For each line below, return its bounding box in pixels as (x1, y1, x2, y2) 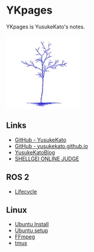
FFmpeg (14, 233, 35, 240)
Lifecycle (14, 188, 37, 195)
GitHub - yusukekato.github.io (14, 143, 89, 150)
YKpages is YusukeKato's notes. (6, 23, 85, 30)
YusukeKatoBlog (14, 148, 55, 156)
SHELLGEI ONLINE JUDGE (14, 155, 79, 162)
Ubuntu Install (14, 221, 49, 228)
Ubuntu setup (14, 227, 48, 234)
